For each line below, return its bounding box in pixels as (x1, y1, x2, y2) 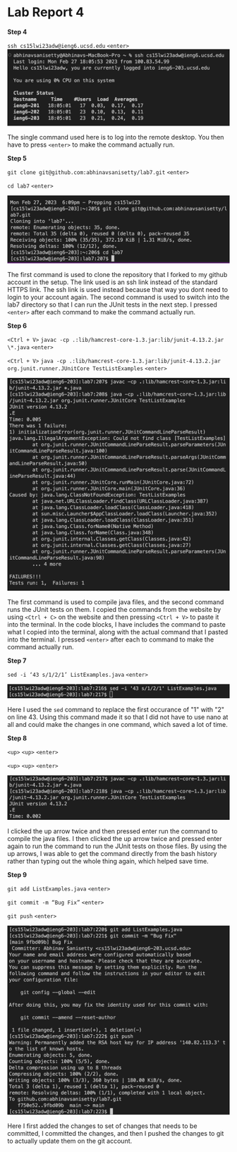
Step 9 (7, 870, 27, 878)
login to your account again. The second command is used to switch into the (7, 293, 230, 302)
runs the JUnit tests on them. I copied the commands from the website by (7, 605, 221, 613)
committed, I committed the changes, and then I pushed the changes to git (7, 1129, 224, 1138)
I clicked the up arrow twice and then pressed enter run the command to (7, 826, 218, 835)
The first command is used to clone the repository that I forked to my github (7, 271, 228, 279)
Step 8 (7, 734, 27, 742)
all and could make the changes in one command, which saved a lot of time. (7, 720, 228, 728)
